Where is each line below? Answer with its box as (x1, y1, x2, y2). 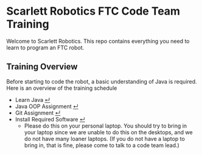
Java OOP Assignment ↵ (15, 103, 79, 110)
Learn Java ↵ (15, 96, 50, 103)
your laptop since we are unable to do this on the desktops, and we (24, 128, 193, 135)
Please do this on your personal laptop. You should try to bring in (24, 122, 187, 129)
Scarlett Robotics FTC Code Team (6, 4, 181, 18)
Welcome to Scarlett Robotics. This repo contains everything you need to (6, 37, 190, 45)
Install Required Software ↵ (15, 115, 85, 123)
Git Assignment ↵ (15, 109, 61, 117)
